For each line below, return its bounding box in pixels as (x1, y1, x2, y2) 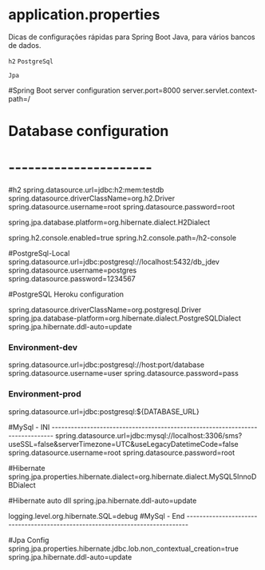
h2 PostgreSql (8, 58, 53, 66)
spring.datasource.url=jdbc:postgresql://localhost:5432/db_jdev (8, 257, 220, 267)
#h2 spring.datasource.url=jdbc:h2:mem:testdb (8, 185, 164, 195)
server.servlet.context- (182, 86, 258, 95)
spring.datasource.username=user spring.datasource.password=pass (8, 369, 239, 378)
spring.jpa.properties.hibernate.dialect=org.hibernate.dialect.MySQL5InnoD (8, 472, 257, 481)
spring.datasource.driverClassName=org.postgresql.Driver (8, 305, 202, 315)
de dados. (8, 40, 42, 50)
